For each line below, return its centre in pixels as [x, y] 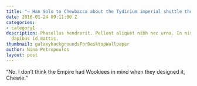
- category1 [21, 28]
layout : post [22, 55]
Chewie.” [17, 78]
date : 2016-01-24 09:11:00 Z [42, 17]
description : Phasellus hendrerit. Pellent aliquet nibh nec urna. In [94, 33]
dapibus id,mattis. [35, 39]
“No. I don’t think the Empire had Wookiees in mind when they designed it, [96, 71]
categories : [21, 22]
